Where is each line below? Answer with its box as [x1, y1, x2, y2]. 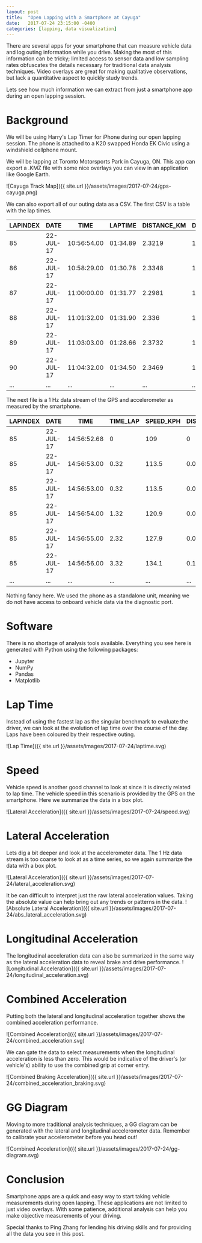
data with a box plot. [6, 862, 57, 869]
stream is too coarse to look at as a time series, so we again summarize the [6, 855, 192, 863]
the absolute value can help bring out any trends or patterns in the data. [6, 898, 185, 905]
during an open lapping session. [6, 92, 86, 100]
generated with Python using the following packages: [6, 646, 138, 653]
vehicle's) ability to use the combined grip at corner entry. [6, 1061, 150, 1069]
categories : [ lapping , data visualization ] [6, 25, 117, 32]
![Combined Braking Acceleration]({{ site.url [6, 1073, 115, 1080]
